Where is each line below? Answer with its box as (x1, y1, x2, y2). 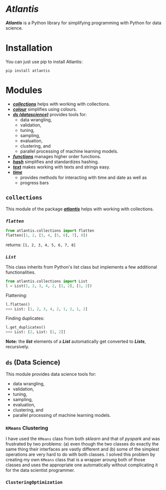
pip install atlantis (5, 68, 50, 73)
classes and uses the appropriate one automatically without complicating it (5, 462, 158, 468)
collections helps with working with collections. (12, 101, 111, 107)
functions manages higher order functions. (12, 153, 101, 159)
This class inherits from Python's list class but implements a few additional (5, 264, 157, 270)
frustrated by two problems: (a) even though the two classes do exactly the (5, 441, 159, 447)
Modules (5, 85, 42, 96)
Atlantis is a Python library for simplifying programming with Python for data (5, 20, 162, 26)
